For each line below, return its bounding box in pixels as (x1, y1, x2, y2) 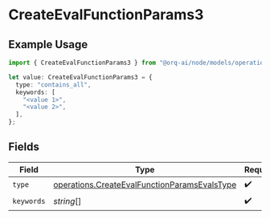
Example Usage (8, 38, 88, 51)
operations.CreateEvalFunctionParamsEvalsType (53, 179, 237, 190)
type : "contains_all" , (15, 80, 92, 89)
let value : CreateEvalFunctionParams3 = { (8, 73, 153, 81)
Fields (8, 140, 40, 154)
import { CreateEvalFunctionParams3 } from (8, 59, 157, 67)
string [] (53, 196, 82, 207)
